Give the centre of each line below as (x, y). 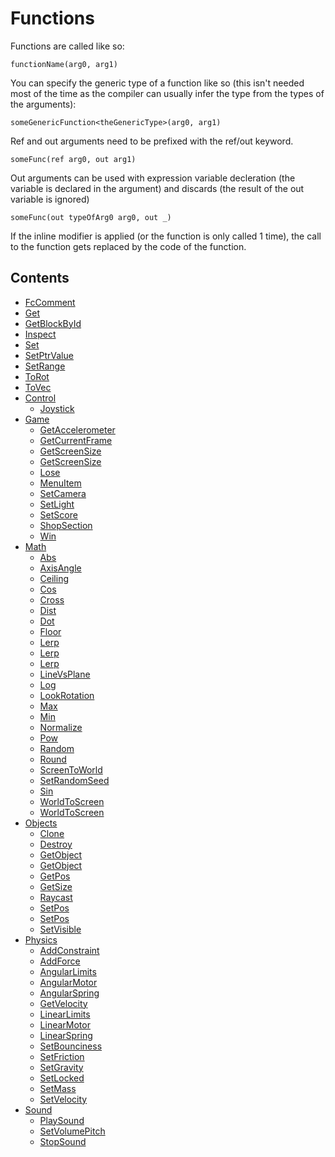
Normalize (61, 727)
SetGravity (61, 1067)
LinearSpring (66, 1035)
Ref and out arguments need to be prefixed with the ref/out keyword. (152, 141)
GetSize (56, 886)
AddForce (60, 961)
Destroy (56, 844)
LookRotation (67, 695)
